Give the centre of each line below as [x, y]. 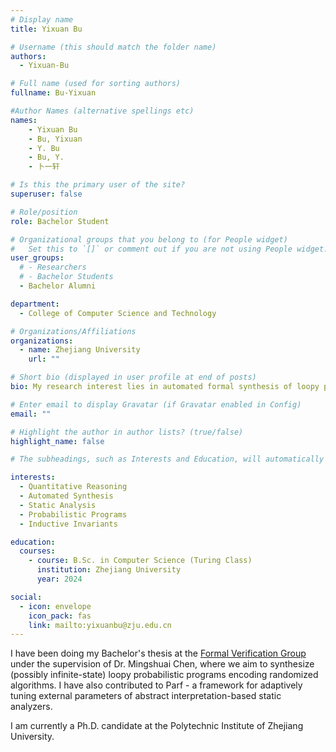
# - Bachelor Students [66, 277]
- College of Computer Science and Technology [118, 313]
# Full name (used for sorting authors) [96, 84]
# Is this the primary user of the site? [98, 185]
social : [26, 597]
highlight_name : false [57, 441]
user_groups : [37, 258]
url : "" [44, 359]
